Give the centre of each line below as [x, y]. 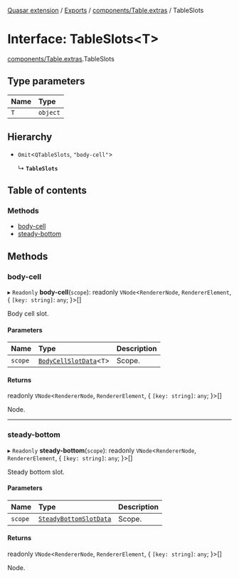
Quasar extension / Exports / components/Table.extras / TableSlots [106, 10]
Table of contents [47, 190]
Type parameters [46, 81]
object [49, 112]
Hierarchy [30, 137]
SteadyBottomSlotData [75, 519]
